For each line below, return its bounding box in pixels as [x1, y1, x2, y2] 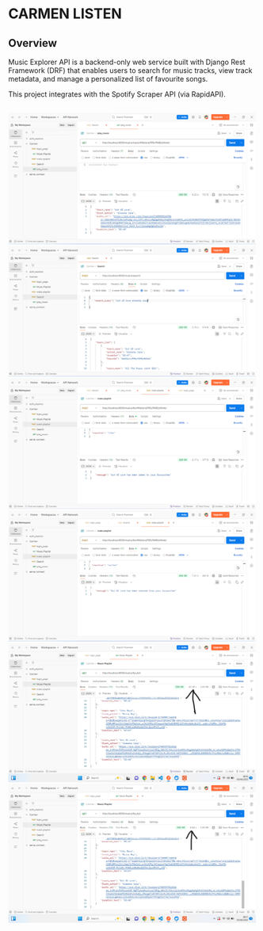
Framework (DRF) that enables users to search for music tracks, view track [8, 66, 253, 75]
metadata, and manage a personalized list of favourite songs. [8, 74, 208, 83]
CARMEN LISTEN [8, 5, 123, 23]
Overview [8, 36, 58, 50]
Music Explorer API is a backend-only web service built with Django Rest [8, 57, 246, 67]
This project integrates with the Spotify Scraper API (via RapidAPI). [8, 90, 226, 99]
